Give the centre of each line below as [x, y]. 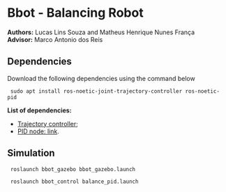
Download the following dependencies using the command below [101, 78]
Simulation [31, 153]
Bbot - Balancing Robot [76, 13]
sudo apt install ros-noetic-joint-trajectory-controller [96, 91]
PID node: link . [38, 131]
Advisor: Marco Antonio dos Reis [55, 39]
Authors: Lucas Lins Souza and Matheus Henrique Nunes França [101, 32]
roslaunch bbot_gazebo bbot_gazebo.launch [73, 169]
